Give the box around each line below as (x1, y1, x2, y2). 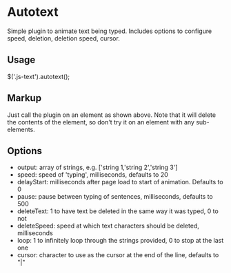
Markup (7, 92, 42, 104)
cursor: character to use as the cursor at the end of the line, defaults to (17, 251, 219, 259)
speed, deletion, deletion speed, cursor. (7, 34, 121, 42)
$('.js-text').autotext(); (7, 72, 70, 80)
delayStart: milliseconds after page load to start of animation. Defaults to (17, 178, 223, 186)
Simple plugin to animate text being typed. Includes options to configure (7, 27, 212, 35)
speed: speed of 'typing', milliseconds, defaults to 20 (17, 171, 169, 179)
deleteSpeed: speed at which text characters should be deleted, (17, 221, 200, 230)
